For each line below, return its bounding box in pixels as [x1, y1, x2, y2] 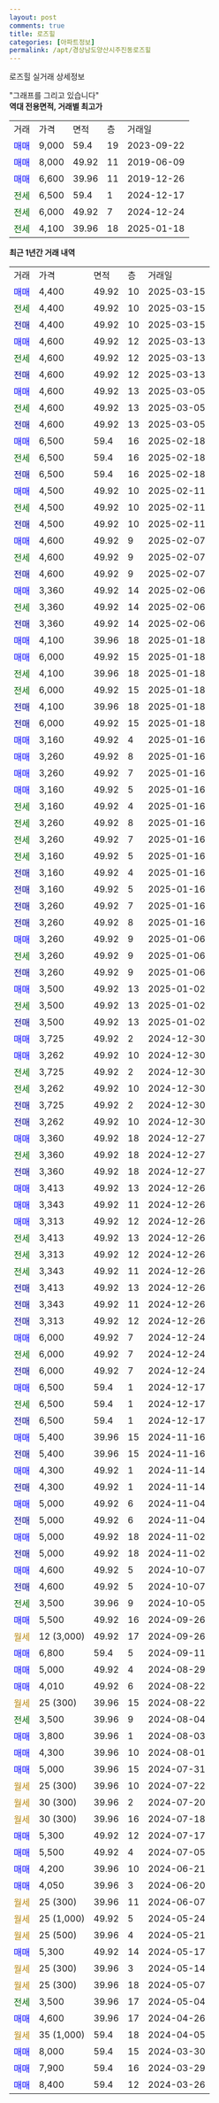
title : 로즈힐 [9, 29, 56, 38]
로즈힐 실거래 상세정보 [9, 72, 86, 82]
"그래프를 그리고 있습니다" [9, 90, 100, 101]
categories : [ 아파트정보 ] [9, 37, 95, 47]
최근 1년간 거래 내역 [9, 247, 76, 258]
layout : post [9, 12, 57, 22]
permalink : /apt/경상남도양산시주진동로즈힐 [9, 46, 152, 55]
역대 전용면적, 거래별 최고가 [9, 101, 103, 112]
